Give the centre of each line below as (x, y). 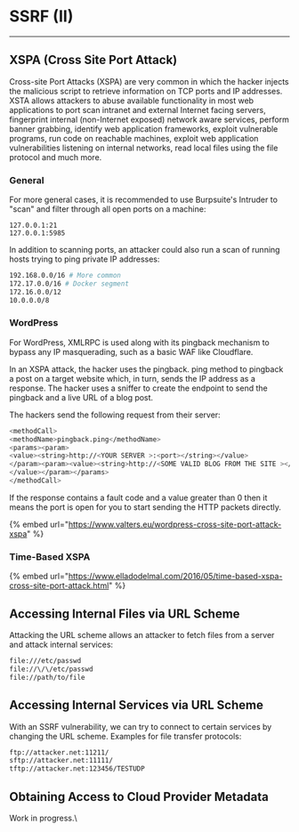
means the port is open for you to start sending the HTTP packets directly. (145, 507)
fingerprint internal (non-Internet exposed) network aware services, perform (149, 119)
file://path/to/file (48, 677)
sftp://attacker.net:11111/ (61, 761)
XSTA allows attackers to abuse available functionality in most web (132, 101)
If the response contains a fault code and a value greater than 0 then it (138, 497)
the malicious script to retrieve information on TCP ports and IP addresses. (146, 91)
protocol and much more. (56, 157)
